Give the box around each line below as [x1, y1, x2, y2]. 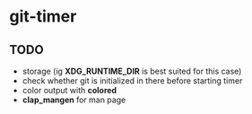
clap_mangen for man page [22, 94, 126, 105]
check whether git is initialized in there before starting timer [22, 75, 243, 86]
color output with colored [22, 85, 117, 95]
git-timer [9, 6, 77, 27]
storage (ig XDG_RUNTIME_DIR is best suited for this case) [22, 66, 242, 76]
